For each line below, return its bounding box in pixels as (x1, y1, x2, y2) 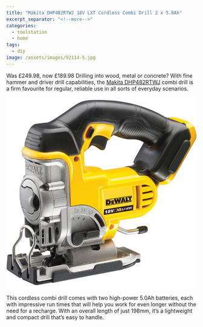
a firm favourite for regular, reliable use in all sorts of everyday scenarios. (6, 85, 188, 92)
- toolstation (11, 29, 47, 35)
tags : (6, 42, 20, 48)
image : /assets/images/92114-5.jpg (6, 55, 96, 61)
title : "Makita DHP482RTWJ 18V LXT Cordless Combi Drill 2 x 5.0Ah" (6, 10, 182, 16)
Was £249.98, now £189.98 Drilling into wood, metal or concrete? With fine (6, 72, 193, 79)
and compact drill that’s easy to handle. (6, 313, 105, 321)
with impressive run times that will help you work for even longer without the (6, 300, 196, 308)
